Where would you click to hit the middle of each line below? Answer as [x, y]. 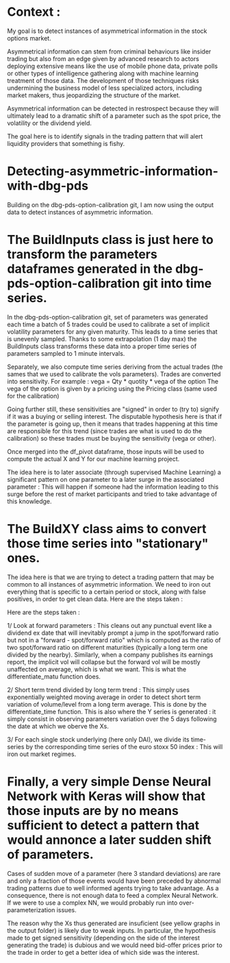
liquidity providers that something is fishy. [66, 143]
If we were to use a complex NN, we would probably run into [92, 903]
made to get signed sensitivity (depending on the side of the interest [104, 938]
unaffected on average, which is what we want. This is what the [97, 669]
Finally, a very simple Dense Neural [109, 781]
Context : [34, 12]
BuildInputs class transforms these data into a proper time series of [102, 346]
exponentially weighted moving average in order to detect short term [104, 697]
